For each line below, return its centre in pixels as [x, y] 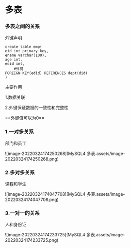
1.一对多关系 [19, 132]
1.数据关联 [15, 97]
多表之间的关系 [23, 26]
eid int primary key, [27, 51]
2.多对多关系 [20, 172]
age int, [14, 60]
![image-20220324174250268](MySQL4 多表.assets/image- [65, 154]
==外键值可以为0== [25, 118]
